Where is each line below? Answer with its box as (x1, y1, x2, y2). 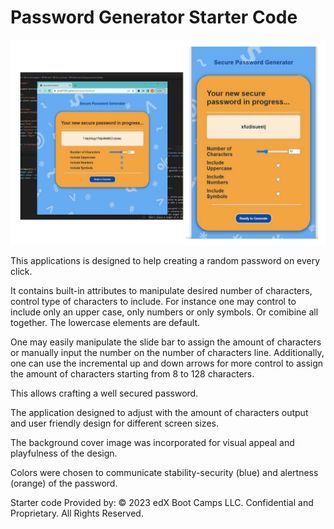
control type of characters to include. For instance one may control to (10, 295, 297, 307)
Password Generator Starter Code (10, 6, 298, 29)
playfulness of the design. (10, 447, 118, 459)
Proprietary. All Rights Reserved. (10, 507, 144, 519)
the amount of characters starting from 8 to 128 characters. (10, 367, 255, 380)
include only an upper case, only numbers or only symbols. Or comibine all (10, 306, 319, 318)
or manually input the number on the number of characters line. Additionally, (10, 346, 325, 358)
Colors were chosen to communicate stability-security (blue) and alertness (10, 466, 319, 478)
